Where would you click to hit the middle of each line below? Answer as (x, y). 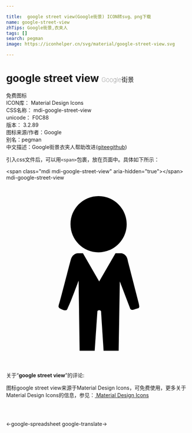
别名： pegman (24, 140)
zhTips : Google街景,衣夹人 (37, 28)
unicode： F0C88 (27, 117)
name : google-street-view (38, 22)
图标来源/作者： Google (34, 132)
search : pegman (25, 39)
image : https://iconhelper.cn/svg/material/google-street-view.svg (91, 44)
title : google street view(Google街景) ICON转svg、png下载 (79, 16)
